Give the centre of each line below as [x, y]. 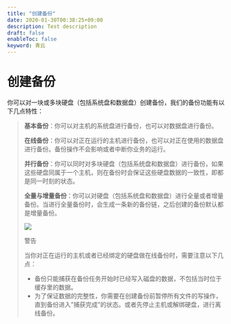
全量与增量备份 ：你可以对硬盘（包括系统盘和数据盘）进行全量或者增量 [124, 196]
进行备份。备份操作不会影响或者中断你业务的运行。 [97, 149]
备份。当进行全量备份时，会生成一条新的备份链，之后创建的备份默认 [121, 204]
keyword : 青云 [27, 46]
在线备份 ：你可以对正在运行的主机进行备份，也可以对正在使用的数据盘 [124, 140]
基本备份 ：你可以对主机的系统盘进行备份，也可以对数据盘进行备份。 [121, 126]
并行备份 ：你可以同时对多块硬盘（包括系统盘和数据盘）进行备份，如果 [124, 164]
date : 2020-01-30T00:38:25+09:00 [55, 20]
